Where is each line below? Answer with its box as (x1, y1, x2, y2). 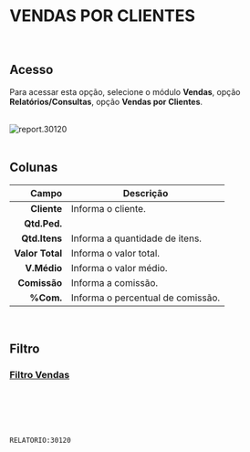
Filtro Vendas (9, 368, 70, 381)
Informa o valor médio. (71, 261, 168, 274)
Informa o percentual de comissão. (71, 291, 221, 304)
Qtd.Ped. (24, 216, 63, 229)
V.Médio (25, 261, 63, 274)
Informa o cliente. (71, 202, 146, 215)
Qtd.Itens (21, 232, 63, 245)
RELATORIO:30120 (9, 436, 71, 446)
